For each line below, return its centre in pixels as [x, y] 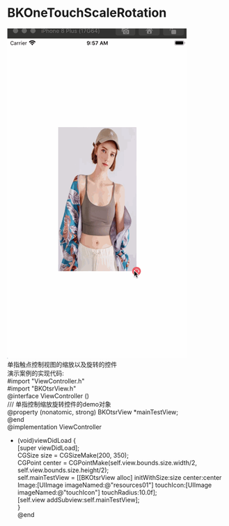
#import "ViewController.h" [46, 381]
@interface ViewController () [48, 395]
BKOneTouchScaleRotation [87, 13]
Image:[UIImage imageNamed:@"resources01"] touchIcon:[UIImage [114, 485]
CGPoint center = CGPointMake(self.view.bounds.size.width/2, [107, 462]
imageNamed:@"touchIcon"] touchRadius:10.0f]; [87, 492]
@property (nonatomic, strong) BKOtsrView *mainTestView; [93, 412]
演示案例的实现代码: [36, 373]
